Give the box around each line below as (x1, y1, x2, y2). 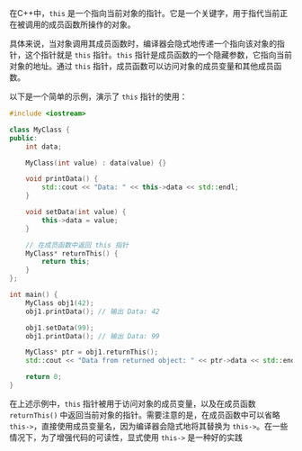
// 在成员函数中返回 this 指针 (25, 240, 129, 249)
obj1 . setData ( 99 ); (25, 323, 94, 332)
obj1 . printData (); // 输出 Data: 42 (25, 307, 160, 316)
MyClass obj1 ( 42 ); (25, 298, 94, 308)
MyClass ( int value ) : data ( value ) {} (25, 158, 167, 167)
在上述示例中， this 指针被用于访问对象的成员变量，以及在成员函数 (9, 398, 256, 409)
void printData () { (25, 175, 99, 184)
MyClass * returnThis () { (25, 248, 119, 258)
